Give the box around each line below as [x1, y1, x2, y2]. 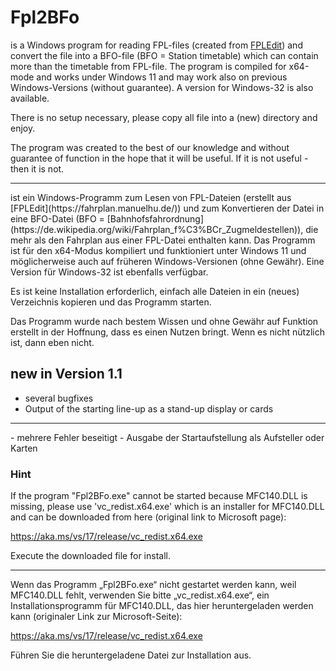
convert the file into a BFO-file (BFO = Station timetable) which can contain [10, 49, 319, 61]
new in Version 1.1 [10, 366, 123, 383]
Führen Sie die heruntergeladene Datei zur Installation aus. [10, 649, 252, 661]
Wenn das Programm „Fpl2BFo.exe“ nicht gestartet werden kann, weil [10, 579, 297, 591]
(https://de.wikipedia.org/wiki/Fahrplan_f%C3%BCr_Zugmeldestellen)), [10, 223, 304, 235]
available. [10, 92, 50, 104]
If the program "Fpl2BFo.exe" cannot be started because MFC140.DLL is [10, 490, 308, 502]
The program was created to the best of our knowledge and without [10, 141, 290, 153]
